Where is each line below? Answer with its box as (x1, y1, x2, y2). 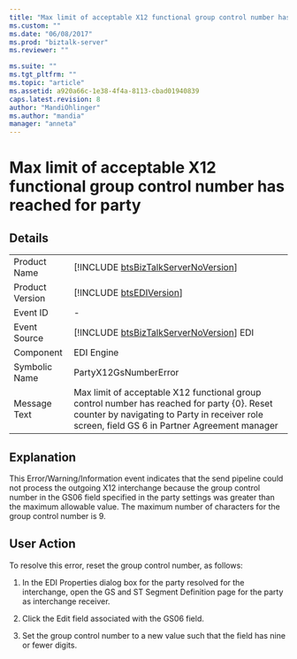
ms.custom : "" (9, 21, 62, 30)
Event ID (13, 306, 49, 319)
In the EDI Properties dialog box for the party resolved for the (21, 577, 245, 587)
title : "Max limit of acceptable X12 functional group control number (9, 12, 275, 22)
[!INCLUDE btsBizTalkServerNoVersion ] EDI (73, 327, 255, 339)
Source (13, 332, 44, 345)
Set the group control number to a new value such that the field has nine (21, 630, 286, 640)
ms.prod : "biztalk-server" (9, 37, 109, 47)
